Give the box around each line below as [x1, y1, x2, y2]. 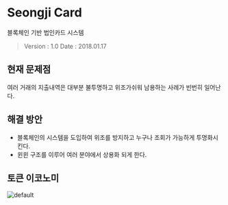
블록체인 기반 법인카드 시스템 [7, 28, 84, 36]
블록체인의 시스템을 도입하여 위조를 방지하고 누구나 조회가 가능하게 [16, 133, 195, 141]
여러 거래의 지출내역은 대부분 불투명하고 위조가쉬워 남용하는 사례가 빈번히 [7, 83, 203, 91]
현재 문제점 [7, 64, 51, 75]
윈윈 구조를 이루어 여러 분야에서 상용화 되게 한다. [16, 150, 147, 158]
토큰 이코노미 [7, 172, 60, 184]
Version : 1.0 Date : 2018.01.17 [23, 42, 107, 50]
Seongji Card [7, 5, 82, 21]
